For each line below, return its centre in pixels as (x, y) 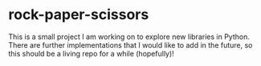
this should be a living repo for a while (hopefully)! (91, 53)
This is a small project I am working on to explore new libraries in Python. (129, 37)
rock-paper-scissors (79, 15)
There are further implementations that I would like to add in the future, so (130, 45)
